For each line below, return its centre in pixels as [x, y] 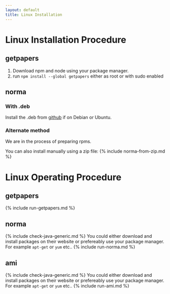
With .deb [18, 106]
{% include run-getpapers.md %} [40, 208]
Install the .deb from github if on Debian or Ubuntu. [58, 118]
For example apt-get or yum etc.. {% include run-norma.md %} [70, 247]
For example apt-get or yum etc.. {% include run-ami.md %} [67, 286]
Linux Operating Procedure [63, 177]
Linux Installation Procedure [66, 40]
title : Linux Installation [34, 15]
